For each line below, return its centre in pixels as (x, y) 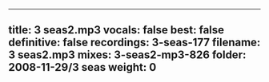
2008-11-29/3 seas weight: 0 (82, 67)
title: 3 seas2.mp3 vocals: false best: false (116, 30)
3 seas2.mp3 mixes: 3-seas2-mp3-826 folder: (127, 55)
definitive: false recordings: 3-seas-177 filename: (134, 43)
